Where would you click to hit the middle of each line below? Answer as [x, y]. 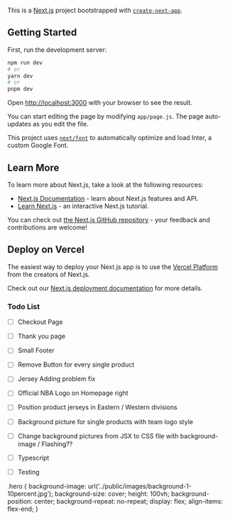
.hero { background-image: [47, 486]
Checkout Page [40, 322]
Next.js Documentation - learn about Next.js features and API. [108, 199]
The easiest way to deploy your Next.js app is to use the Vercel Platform [113, 266]
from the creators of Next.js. [49, 274]
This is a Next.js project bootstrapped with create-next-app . [95, 10]
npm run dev [25, 63]
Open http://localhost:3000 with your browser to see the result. [100, 103]
